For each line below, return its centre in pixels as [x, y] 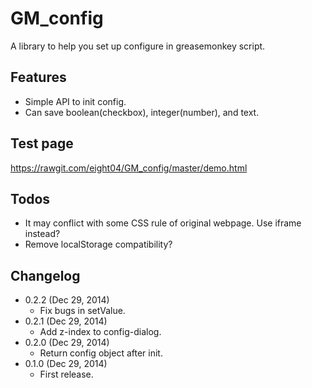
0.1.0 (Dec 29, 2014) [66, 364]
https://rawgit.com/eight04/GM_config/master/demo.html [129, 168]
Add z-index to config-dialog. [100, 332]
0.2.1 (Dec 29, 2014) [66, 321]
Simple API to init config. [75, 101]
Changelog [45, 275]
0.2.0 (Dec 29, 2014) [67, 343]
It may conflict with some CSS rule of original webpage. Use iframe [163, 223]
